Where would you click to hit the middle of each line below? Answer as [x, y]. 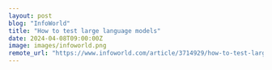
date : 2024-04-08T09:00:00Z [56, 38]
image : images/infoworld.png [57, 46]
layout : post [30, 16]
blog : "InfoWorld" [39, 23]
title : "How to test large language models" [85, 31]
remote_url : [28, 53]
